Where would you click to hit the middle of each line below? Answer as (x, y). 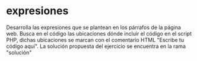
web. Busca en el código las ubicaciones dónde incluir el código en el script (99, 33)
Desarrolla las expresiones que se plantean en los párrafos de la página (93, 27)
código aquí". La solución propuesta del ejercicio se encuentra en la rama (96, 46)
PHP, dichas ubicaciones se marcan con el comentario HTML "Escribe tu (95, 40)
